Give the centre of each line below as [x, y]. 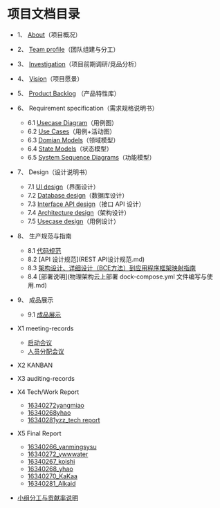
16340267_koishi [51, 461]
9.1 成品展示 [44, 314]
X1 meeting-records [45, 328]
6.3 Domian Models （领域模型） [73, 140]
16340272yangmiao [56, 405]
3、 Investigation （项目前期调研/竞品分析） [79, 64]
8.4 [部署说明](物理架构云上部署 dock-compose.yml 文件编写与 [117, 276]
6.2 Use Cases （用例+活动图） [72, 131]
